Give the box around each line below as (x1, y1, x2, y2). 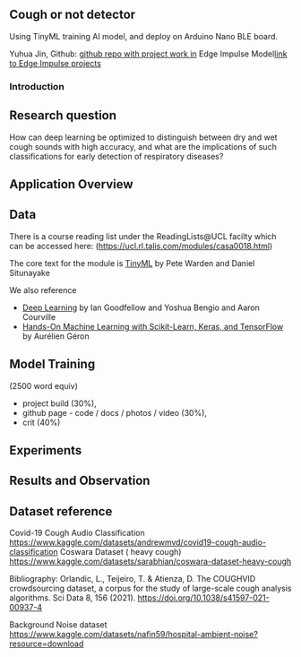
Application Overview (9, 177, 133, 192)
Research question (9, 108, 117, 124)
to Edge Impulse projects (9, 57, 101, 68)
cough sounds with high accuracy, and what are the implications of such (9, 141, 278, 151)
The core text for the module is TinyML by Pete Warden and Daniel (9, 257, 255, 268)
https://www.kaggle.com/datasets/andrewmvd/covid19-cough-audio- (9, 537, 267, 548)
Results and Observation (9, 473, 150, 488)
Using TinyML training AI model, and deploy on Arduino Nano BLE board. (9, 30, 279, 41)
